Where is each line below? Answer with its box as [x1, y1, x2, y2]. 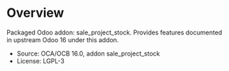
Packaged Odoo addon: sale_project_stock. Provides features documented [6, 28, 223, 37]
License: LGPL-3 [16, 56, 64, 65]
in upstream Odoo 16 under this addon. [6, 35, 119, 44]
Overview [6, 5, 64, 21]
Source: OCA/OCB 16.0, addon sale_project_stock [16, 49, 160, 58]
